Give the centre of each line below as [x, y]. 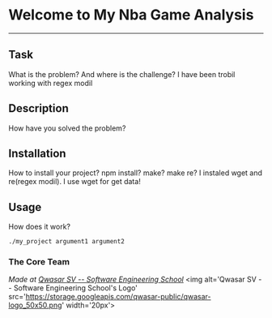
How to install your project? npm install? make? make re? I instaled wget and [136, 173]
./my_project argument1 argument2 [67, 242]
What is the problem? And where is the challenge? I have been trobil [122, 74]
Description [38, 108]
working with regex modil [51, 83]
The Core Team [39, 262]
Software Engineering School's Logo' [75, 288]
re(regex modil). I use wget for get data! [75, 182]
